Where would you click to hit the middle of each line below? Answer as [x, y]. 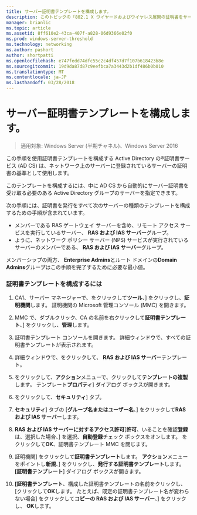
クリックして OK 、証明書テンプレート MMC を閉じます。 [82, 444]
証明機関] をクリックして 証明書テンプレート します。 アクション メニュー [101, 457]
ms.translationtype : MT [35, 72]
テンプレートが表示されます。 [61, 345]
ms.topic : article [28, 28]
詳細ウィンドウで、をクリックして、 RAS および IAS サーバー [88, 357]
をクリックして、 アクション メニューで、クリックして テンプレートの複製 [101, 377]
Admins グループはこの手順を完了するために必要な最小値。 [77, 267]
